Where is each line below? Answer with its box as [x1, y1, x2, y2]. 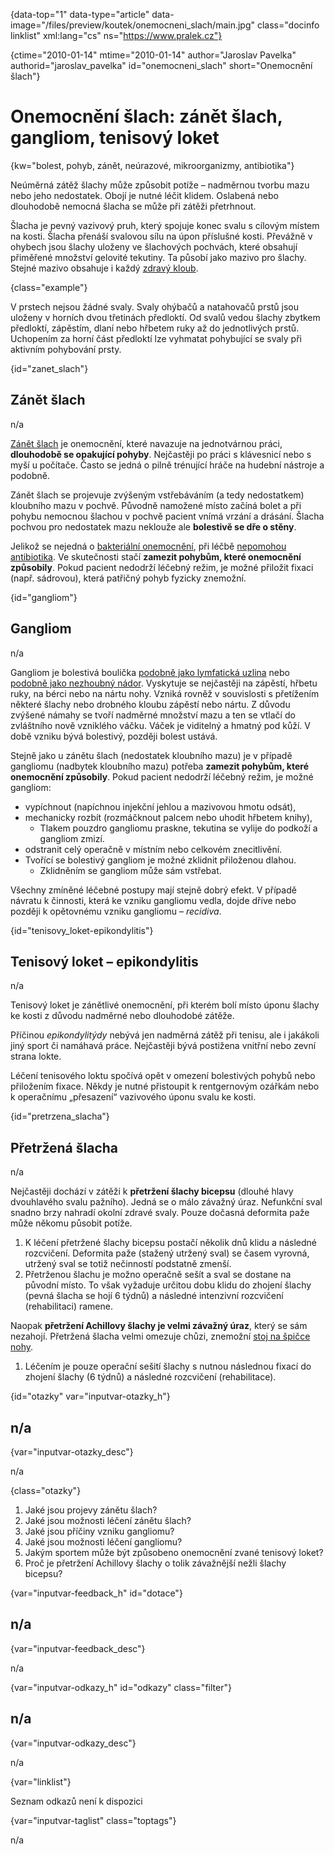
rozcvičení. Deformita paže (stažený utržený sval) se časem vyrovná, [24, 1247, 310, 1259]
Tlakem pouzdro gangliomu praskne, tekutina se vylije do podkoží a [39, 822, 318, 834]
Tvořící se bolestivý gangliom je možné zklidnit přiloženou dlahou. [24, 854, 297, 866]
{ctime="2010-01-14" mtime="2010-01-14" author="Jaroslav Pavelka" [10, 49, 297, 61]
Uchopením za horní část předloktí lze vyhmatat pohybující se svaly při [10, 332, 302, 344]
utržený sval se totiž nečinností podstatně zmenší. [24, 1258, 232, 1270]
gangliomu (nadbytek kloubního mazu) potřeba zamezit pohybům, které [10, 760, 310, 772]
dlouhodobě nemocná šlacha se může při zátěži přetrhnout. [10, 200, 257, 212]
